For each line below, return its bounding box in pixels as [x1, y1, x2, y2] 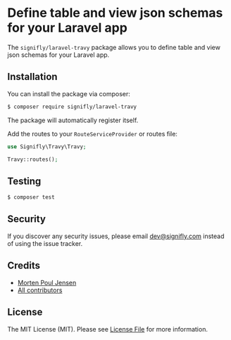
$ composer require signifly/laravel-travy [7, 103, 137, 110]
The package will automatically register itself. [7, 116, 139, 124]
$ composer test [7, 194, 55, 201]
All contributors [17, 286, 63, 294]
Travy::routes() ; [7, 156, 58, 163]
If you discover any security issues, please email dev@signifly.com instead [7, 232, 225, 240]
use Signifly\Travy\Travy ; [7, 143, 87, 150]
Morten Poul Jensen [17, 278, 77, 287]
